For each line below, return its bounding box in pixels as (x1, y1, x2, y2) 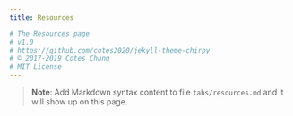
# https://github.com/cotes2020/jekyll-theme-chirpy (9, 46, 211, 54)
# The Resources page (9, 29, 90, 38)
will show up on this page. (30, 96, 128, 107)
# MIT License (9, 62, 63, 71)
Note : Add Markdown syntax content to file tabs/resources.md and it (30, 87, 284, 97)
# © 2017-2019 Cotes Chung (9, 54, 110, 63)
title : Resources (9, 12, 74, 22)
